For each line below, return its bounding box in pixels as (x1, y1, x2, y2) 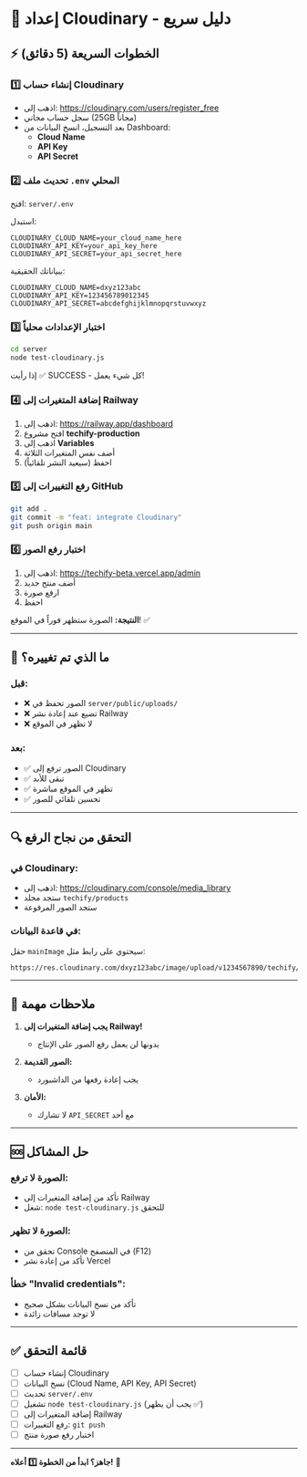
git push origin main (10, 521, 93, 530)
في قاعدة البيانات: (10, 925, 81, 938)
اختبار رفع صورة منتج (23, 1429, 95, 1440)
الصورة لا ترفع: (10, 1171, 69, 1184)
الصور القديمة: (23, 1056, 73, 1066)
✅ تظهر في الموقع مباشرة (23, 783, 113, 794)
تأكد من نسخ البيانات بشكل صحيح (23, 1298, 137, 1309)
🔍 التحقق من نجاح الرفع (10, 830, 132, 846)
